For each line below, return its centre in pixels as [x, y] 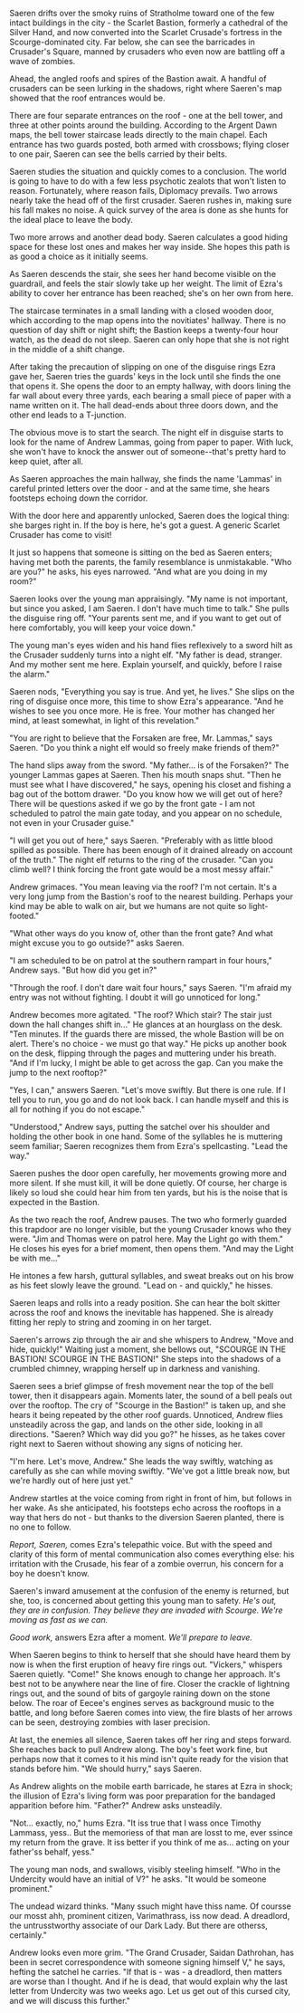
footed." [24, 915]
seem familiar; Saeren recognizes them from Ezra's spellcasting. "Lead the [148, 1146]
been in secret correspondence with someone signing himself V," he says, [147, 1962]
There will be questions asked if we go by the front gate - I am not [133, 804]
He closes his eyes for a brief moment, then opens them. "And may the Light [152, 1248]
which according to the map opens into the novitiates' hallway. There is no [148, 320]
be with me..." [35, 1258]
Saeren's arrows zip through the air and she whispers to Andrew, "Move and [152, 1340]
